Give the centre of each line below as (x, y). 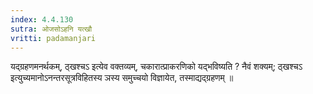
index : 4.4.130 (42, 19)
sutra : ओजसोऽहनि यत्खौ (51, 29)
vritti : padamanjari (53, 38)
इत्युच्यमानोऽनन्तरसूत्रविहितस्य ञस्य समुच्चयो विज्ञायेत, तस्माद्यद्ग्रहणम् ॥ (122, 78)
